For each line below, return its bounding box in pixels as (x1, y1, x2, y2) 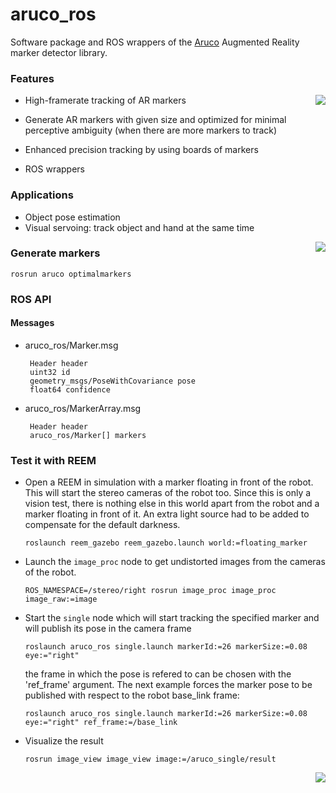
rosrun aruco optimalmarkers (10, 269, 132, 279)
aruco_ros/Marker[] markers (29, 430, 147, 440)
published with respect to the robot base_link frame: (24, 689, 240, 702)
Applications (10, 188, 74, 202)
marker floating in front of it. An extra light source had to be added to (24, 508, 310, 520)
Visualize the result (24, 735, 104, 747)
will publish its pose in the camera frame (24, 623, 192, 635)
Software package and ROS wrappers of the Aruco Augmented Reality (10, 36, 300, 48)
